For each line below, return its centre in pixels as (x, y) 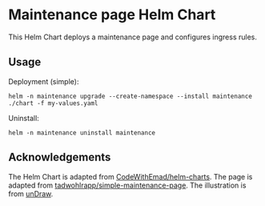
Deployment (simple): (44, 81)
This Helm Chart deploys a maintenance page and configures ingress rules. (133, 37)
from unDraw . (31, 193)
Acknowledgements (60, 158)
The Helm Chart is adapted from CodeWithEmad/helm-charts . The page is (130, 176)
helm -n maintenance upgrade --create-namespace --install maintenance (130, 96)
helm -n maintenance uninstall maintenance (82, 133)
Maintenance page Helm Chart (112, 15)
